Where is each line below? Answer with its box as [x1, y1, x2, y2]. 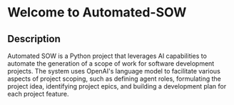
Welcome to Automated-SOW [7, 4, 187, 21]
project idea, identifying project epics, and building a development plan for [7, 82, 227, 90]
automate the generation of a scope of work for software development [7, 59, 215, 68]
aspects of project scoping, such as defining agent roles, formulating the [7, 74, 221, 83]
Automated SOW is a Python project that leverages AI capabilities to [7, 51, 207, 60]
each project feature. [7, 90, 69, 98]
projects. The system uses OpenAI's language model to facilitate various [7, 67, 221, 75]
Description [7, 33, 61, 45]
